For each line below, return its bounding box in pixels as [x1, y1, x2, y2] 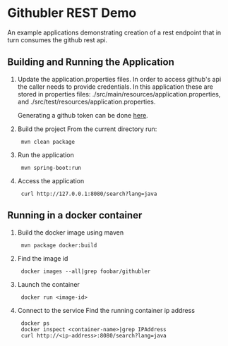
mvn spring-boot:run [20, 164, 81, 171]
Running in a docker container [7, 209, 143, 221]
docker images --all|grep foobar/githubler [20, 268, 151, 275]
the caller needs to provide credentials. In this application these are [17, 82, 214, 91]
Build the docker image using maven [17, 228, 124, 237]
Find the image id [17, 254, 68, 262]
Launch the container [17, 280, 80, 288]
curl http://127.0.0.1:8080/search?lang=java [20, 190, 157, 197]
